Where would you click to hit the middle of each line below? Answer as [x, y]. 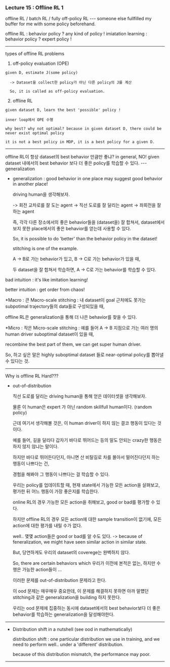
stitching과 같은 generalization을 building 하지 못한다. [67, 597]
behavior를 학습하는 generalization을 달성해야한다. [63, 614]
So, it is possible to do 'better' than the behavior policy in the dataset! [85, 239]
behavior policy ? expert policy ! [38, 39]
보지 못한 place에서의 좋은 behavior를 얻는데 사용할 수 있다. [72, 229]
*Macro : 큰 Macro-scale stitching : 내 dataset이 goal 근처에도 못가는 [76, 300]
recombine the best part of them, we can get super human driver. [73, 344]
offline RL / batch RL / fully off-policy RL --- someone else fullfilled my [78, 19]
